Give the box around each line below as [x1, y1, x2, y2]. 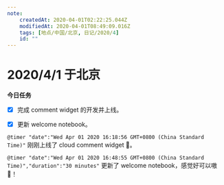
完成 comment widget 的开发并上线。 [16, 106, 123, 114]
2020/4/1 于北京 [7, 67, 101, 83]
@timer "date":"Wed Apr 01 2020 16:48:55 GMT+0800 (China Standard [7, 155, 205, 162]
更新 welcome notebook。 [16, 121, 91, 129]
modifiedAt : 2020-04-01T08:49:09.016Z [19, 23, 131, 29]
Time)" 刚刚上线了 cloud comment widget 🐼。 [7, 141, 136, 149]
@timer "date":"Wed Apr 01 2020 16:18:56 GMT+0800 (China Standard [7, 134, 205, 141]
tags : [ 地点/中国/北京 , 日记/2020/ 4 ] [19, 29, 119, 36]
